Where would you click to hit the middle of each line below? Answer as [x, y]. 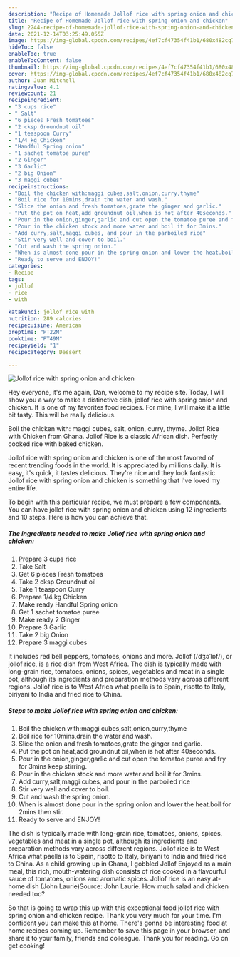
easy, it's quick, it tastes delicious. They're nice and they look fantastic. [113, 473]
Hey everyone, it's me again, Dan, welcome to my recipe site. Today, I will [116, 393]
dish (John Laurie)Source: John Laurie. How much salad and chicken [128, 886]
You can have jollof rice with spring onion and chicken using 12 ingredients [118, 510]
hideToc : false [31, 47]
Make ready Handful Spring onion [68, 604]
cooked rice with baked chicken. [56, 444]
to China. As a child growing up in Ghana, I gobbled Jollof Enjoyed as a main [120, 864]
